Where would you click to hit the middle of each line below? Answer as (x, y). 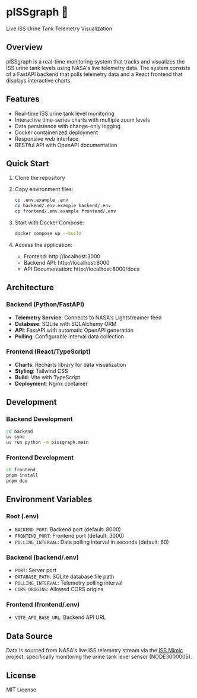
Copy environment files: (44, 189)
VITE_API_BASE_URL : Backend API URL (60, 617)
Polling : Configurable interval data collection (69, 336)
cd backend (20, 432)
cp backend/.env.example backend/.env (63, 206)
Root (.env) (23, 516)
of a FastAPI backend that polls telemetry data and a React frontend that (94, 74)
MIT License (21, 690)
